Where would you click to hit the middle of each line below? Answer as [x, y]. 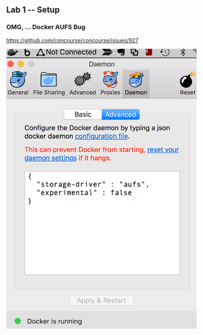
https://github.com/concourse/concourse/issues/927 [72, 40]
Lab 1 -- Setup [33, 10]
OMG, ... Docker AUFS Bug [46, 27]
